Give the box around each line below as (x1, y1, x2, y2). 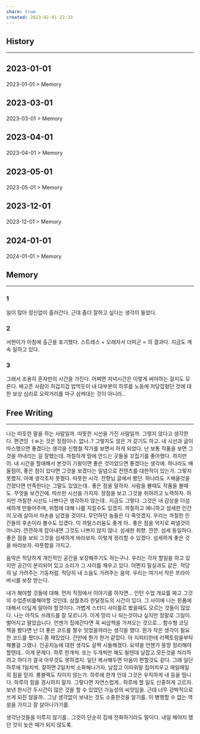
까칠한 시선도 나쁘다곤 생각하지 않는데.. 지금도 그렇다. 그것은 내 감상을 (17, 497, 179, 504)
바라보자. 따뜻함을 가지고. (12, 542, 71, 549)
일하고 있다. (12, 346, 40, 353)
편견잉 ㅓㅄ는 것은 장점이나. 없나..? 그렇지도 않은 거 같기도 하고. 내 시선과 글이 (14, 437, 193, 444)
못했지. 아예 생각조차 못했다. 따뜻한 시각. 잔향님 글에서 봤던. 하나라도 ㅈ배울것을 (6, 475, 190, 482)
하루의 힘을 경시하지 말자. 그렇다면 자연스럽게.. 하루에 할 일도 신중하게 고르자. (14, 679, 193, 686)
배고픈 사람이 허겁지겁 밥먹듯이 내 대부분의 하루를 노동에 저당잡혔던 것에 (18, 382, 186, 390)
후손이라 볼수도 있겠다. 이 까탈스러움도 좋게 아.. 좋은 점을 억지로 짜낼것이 (21, 520, 190, 527)
